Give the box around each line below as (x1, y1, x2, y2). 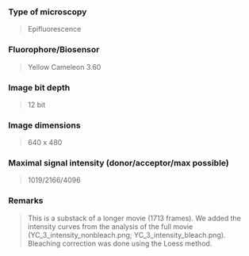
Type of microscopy (8, 6, 87, 17)
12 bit (27, 100, 46, 109)
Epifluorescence (27, 25, 82, 34)
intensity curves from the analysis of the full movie (27, 221, 193, 231)
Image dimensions (8, 120, 81, 131)
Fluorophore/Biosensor (8, 44, 100, 55)
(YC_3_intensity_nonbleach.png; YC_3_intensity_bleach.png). (27, 230, 226, 239)
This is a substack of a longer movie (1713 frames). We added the (27, 213, 242, 223)
